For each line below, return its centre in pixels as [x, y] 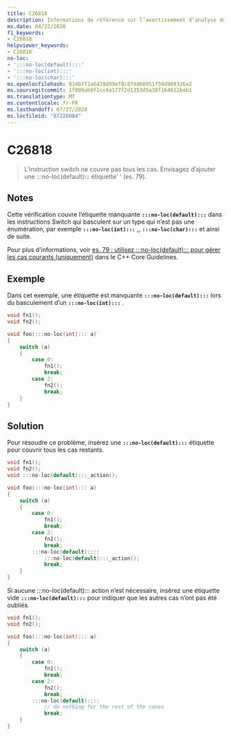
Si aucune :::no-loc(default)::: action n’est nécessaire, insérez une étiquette [113, 590]
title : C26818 [27, 13]
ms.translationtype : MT [41, 97]
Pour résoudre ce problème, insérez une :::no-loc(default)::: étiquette [111, 443]
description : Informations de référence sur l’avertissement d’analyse [112, 20]
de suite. [20, 236]
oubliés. [18, 605]
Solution [25, 426]
